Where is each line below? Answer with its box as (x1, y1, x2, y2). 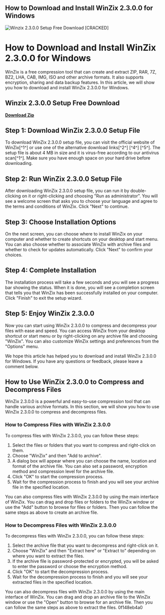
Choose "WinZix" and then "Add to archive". (12, 453, 102, 459)
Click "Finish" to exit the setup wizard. (5, 295, 83, 301)
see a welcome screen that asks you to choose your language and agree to (5, 198, 158, 204)
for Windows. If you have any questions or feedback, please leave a (5, 358, 143, 364)
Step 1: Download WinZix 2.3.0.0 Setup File (5, 126, 140, 135)
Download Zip (5, 112, 34, 118)
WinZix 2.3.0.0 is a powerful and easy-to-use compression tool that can (5, 398, 151, 404)
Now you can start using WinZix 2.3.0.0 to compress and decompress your (5, 322, 157, 328)
